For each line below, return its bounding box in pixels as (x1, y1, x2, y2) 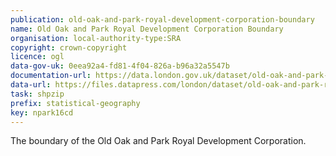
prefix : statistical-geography (10, 98, 141, 108)
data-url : (10, 80, 52, 90)
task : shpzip (10, 89, 65, 99)
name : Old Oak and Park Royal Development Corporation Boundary (10, 24, 284, 34)
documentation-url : (10, 71, 92, 81)
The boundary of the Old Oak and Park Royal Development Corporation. (10, 135, 307, 147)
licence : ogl (10, 52, 65, 62)
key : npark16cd (10, 107, 74, 118)
